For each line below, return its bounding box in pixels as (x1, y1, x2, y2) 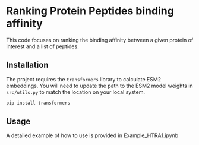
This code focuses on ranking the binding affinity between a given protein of (6, 36, 194, 43)
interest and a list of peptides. (6, 43, 79, 50)
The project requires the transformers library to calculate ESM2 (6, 75, 162, 83)
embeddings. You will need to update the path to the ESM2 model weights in (6, 82, 193, 89)
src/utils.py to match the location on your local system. (6, 88, 146, 96)
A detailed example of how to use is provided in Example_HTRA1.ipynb (6, 132, 179, 139)
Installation (6, 60, 49, 70)
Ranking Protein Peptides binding (6, 4, 174, 18)
